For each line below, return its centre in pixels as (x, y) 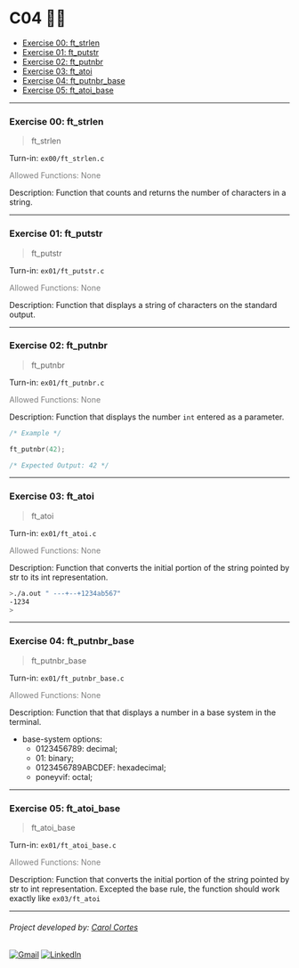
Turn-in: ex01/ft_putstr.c (57, 270)
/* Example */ (36, 433)
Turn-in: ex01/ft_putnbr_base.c (67, 678)
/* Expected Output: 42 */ (59, 465)
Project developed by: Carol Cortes (74, 927)
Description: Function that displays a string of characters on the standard (143, 305)
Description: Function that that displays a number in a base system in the (143, 712)
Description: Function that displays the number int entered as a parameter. (147, 417)
